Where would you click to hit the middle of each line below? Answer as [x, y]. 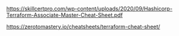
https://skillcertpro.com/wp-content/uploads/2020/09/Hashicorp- [89, 9]
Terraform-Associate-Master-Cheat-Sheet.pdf [65, 15]
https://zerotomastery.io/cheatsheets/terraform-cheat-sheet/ [83, 27]
